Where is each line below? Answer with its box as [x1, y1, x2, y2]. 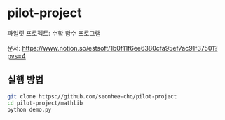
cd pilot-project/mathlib [7, 100, 83, 107]
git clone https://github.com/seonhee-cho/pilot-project [7, 93, 177, 100]
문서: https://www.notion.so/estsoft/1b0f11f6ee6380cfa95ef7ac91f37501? [7, 44, 218, 52]
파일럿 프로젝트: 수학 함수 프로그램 [7, 29, 101, 37]
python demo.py [7, 106, 52, 113]
